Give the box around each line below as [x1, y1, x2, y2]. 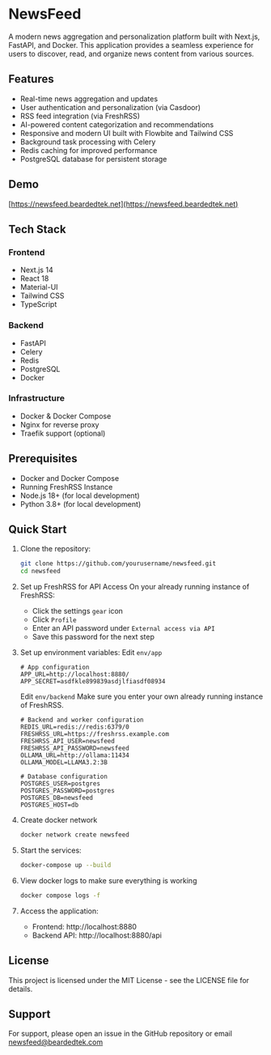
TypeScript [19, 300, 57, 309]
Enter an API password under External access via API [32, 623, 216, 633]
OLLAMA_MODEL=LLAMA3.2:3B [19, 759, 108, 767]
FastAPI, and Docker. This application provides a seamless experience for [8, 40, 254, 49]
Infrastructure [8, 393, 66, 404]
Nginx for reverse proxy [19, 419, 100, 429]
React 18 [19, 274, 49, 283]
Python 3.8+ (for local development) [19, 499, 142, 508]
